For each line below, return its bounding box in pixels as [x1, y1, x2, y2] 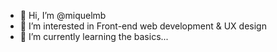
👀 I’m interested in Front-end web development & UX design [19, 20, 267, 32]
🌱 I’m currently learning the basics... [19, 31, 169, 42]
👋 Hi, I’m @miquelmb [19, 10, 107, 21]
